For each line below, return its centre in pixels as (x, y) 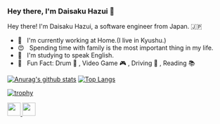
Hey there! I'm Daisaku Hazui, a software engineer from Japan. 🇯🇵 (105, 27)
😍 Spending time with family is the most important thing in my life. (115, 48)
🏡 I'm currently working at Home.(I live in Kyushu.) (92, 41)
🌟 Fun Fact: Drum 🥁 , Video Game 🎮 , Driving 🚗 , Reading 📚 (106, 63)
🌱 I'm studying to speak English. (66, 55)
